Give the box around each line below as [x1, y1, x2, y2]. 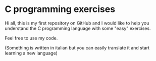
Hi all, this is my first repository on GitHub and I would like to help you [5, 20, 149, 26]
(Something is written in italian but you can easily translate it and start [5, 44, 150, 50]
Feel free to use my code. [5, 35, 58, 41]
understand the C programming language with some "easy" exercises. [5, 25, 151, 31]
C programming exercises [5, 3, 116, 15]
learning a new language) [5, 50, 58, 56]
